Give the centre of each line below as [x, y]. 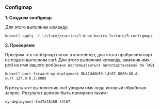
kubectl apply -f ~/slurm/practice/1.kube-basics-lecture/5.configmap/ [79, 36]
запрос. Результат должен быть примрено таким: [56, 93]
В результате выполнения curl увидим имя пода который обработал [76, 87]
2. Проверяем [20, 46]
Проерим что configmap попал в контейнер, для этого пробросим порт [79, 55]
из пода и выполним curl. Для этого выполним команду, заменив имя [77, 60]
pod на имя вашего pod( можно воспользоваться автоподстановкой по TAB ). [80, 65]
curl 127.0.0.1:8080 [26, 78]
